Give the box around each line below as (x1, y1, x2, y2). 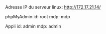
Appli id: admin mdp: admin (5, 23, 61, 29)
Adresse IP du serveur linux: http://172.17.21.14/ (5, 4, 101, 10)
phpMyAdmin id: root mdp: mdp (5, 14, 71, 19)
